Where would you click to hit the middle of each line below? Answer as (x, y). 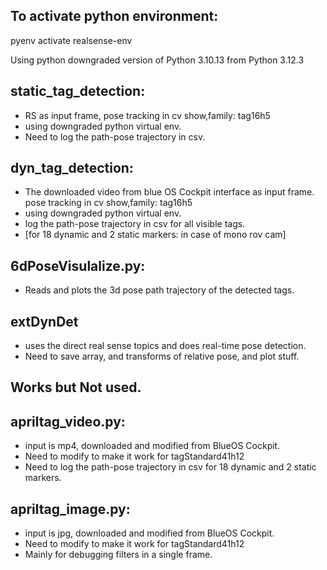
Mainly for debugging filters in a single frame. (118, 555)
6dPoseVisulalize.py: (78, 265)
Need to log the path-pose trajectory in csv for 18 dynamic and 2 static (170, 467)
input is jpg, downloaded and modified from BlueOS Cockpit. (149, 533)
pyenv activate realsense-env (71, 40)
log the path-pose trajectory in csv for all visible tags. (135, 224)
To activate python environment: (114, 16)
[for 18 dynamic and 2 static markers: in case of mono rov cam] (155, 235)
